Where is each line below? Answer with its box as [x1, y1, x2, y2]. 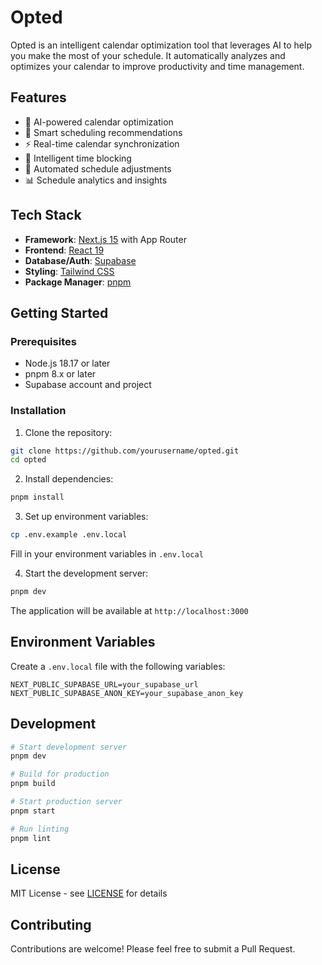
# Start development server [10, 742, 128, 752]
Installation [10, 404, 67, 418]
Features [10, 89, 67, 106]
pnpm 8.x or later [24, 368, 97, 380]
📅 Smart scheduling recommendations [24, 126, 183, 138]
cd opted [10, 455, 47, 465]
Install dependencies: [24, 473, 114, 485]
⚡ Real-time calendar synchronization [24, 137, 180, 150]
